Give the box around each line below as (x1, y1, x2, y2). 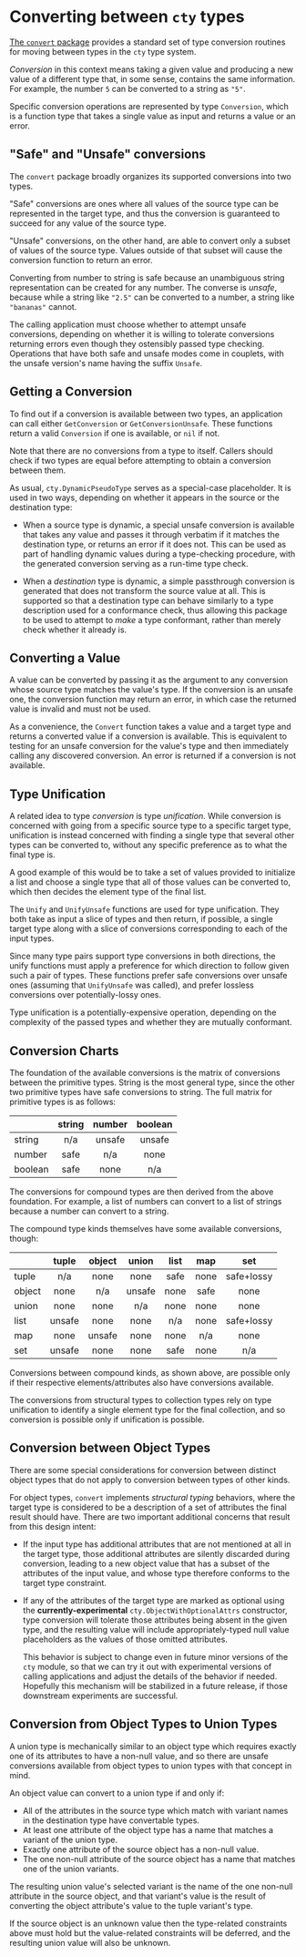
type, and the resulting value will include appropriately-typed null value (22, 1624, 290, 1634)
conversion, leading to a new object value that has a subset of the (22, 1558, 270, 1569)
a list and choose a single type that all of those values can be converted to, (9, 876, 291, 887)
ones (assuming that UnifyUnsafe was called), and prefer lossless (9, 979, 255, 990)
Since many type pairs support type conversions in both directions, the (9, 950, 276, 962)
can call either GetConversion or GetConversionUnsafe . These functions (9, 417, 273, 429)
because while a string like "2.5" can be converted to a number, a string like (9, 292, 295, 302)
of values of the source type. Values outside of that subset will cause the (9, 244, 283, 256)
